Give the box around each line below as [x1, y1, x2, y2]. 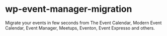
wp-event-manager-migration [5, 3, 132, 15]
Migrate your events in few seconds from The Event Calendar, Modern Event [5, 20, 162, 26]
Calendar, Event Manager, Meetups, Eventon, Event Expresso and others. [5, 25, 155, 31]
